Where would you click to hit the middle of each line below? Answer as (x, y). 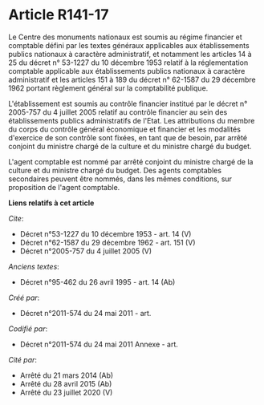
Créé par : (24, 298)
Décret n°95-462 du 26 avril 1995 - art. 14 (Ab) (97, 281)
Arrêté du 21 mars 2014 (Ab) (67, 375)
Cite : (16, 218)
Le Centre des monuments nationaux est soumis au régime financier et (125, 37)
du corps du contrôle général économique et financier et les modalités (124, 129)
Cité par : (23, 359)
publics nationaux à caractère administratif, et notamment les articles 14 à (130, 54)
